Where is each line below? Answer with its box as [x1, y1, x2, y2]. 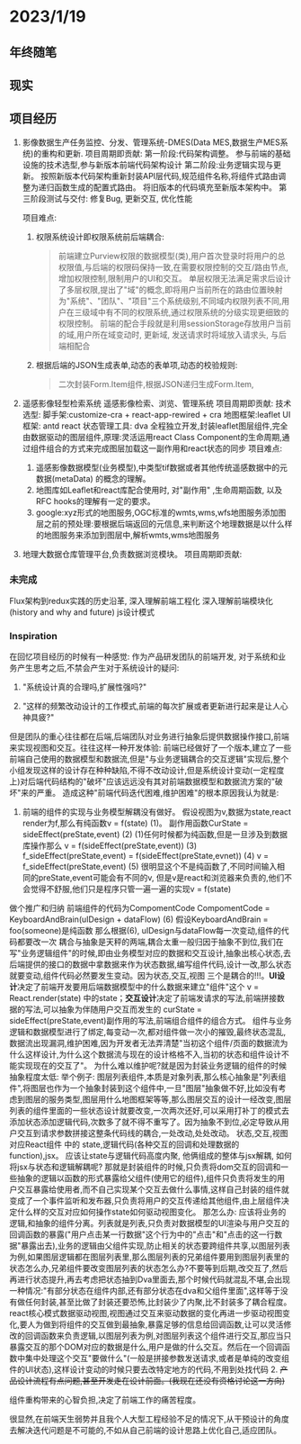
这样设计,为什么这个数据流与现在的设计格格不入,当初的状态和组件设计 [24, 1049, 282, 1060]
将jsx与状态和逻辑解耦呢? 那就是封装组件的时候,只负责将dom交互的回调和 [9, 1161, 281, 1172]
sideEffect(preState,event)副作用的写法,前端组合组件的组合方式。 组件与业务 [9, 1015, 292, 1026]
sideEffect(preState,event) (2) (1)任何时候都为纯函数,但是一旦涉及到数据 [22, 829, 288, 840]
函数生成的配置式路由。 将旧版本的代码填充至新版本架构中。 [53, 182, 277, 193]
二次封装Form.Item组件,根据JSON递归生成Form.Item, [58, 378, 254, 389]
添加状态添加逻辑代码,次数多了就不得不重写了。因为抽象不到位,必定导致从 [9, 1116, 282, 1127]
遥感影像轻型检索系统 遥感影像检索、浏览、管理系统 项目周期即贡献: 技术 [22, 398, 292, 409]
